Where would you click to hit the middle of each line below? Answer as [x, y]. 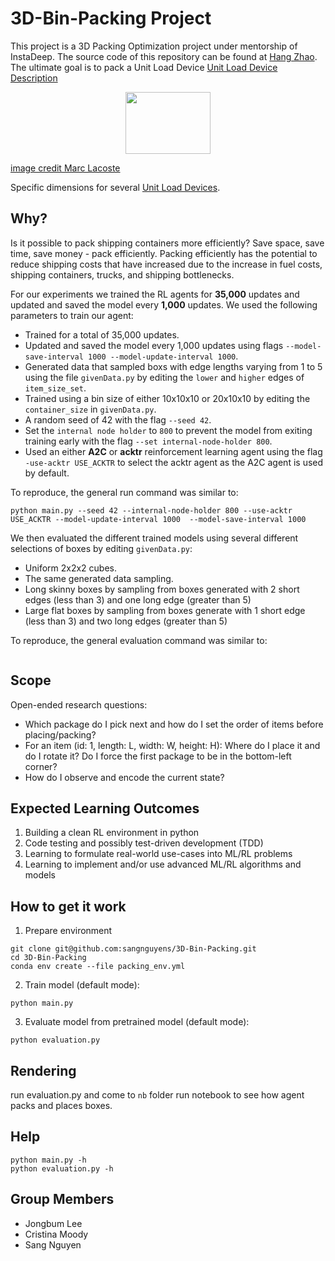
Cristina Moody [56, 1234]
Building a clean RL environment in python [112, 833]
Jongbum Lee [53, 1223]
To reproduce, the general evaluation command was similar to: [139, 640]
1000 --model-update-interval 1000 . [163, 356]
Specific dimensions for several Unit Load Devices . [115, 187]
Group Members [62, 1199]
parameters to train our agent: [72, 315]
